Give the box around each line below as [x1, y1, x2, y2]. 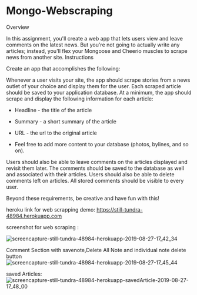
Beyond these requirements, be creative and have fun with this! [6, 195, 160, 202]
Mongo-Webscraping [6, 4, 113, 18]
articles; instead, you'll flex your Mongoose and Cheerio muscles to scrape [6, 47, 188, 54]
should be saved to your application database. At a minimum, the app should [6, 89, 192, 96]
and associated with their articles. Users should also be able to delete [6, 170, 175, 177]
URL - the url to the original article [14, 129, 97, 136]
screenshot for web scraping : [6, 223, 79, 230]
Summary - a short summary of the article [14, 118, 116, 125]
